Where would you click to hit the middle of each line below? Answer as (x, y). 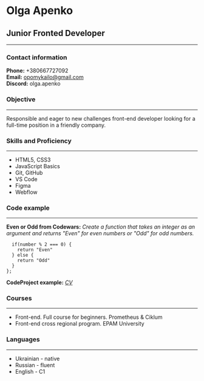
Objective (21, 99)
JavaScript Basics (38, 166)
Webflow (26, 192)
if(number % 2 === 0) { (42, 244)
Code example (28, 208)
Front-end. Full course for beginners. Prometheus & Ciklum (89, 317)
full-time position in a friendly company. (56, 125)
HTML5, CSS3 (33, 160)
